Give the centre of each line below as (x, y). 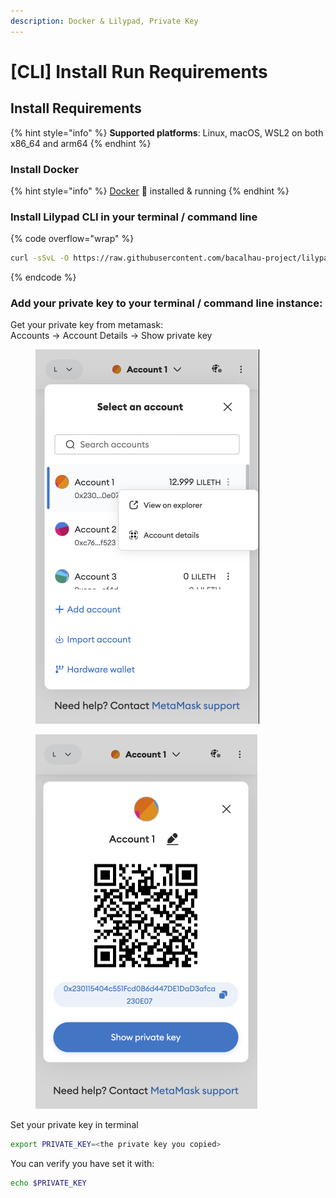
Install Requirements (76, 108)
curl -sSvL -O (40, 258)
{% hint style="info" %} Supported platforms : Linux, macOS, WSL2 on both (167, 132)
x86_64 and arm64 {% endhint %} (81, 143)
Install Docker (45, 169)
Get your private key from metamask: (87, 325)
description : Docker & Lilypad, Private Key (104, 21)
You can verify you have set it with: (82, 1164)
